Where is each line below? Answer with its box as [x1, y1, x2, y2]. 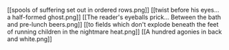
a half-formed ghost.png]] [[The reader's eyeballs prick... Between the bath [7, 13, 221, 21]
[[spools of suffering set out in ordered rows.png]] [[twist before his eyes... [7, 6, 220, 14]
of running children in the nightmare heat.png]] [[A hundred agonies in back [7, 27, 222, 36]
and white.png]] [7, 35, 53, 43]
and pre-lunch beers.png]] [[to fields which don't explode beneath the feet [7, 21, 219, 28]
